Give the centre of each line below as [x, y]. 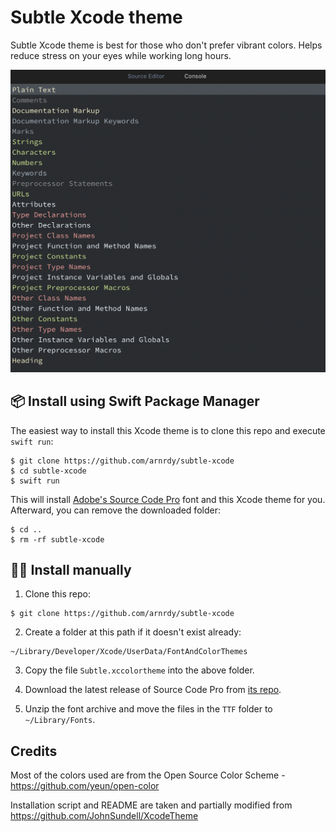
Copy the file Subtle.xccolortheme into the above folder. [139, 670]
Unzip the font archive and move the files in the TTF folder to [148, 709]
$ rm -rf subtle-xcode [57, 539]
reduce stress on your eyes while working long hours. [121, 55]
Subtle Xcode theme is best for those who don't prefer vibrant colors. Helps [166, 45]
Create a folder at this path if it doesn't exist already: [133, 632]
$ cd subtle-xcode [48, 471]
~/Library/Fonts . [60, 720]
